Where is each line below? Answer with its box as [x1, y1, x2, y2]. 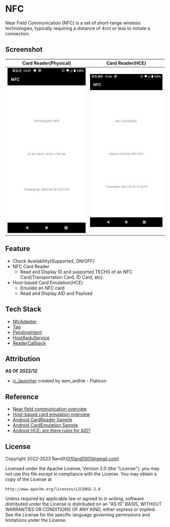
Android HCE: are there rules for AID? [12, 428, 91, 434]
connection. [5, 30, 30, 36]
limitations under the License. [5, 517, 67, 523]
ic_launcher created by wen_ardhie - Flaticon [12, 378, 107, 384]
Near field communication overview [12, 406, 87, 412]
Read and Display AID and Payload [20, 290, 93, 296]
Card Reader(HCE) [106, 60, 147, 66]
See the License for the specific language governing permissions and [5, 512, 150, 518]
